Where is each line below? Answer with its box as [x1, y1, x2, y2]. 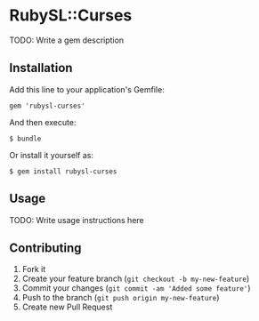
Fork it [21, 264, 46, 275]
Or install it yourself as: [9, 149, 93, 160]
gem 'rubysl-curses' [9, 101, 86, 110]
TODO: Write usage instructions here [9, 214, 144, 225]
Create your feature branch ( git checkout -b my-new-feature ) [21, 273, 250, 285]
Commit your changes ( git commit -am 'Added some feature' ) [21, 283, 251, 293]
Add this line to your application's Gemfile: [9, 84, 165, 94]
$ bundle [9, 134, 42, 143]
